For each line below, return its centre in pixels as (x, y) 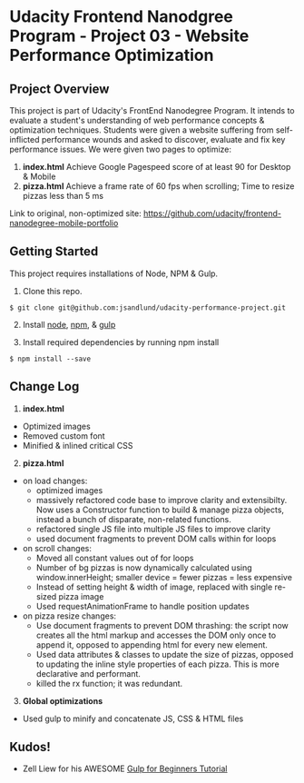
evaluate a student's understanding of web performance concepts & (137, 120)
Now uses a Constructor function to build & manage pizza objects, (160, 510)
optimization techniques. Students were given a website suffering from (142, 130)
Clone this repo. (52, 291)
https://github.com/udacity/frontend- (212, 213)
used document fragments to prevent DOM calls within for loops (156, 539)
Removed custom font (64, 436)
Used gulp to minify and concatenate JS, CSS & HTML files (133, 719)
